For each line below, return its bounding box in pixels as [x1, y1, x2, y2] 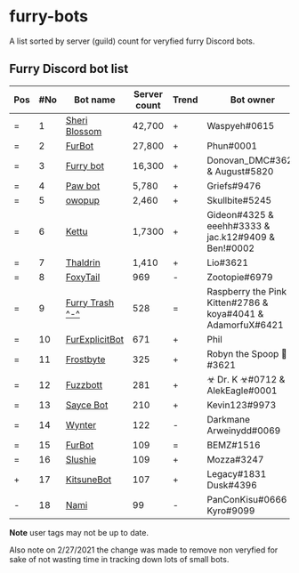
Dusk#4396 [206, 479, 258, 491]
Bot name [74, 93, 116, 106]
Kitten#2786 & [206, 296, 269, 309]
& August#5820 [206, 165, 274, 177]
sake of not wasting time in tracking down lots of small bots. [9, 553, 230, 564]
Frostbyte [65, 353, 106, 366]
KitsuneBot [65, 473, 112, 486]
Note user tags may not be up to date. [9, 527, 149, 537]
